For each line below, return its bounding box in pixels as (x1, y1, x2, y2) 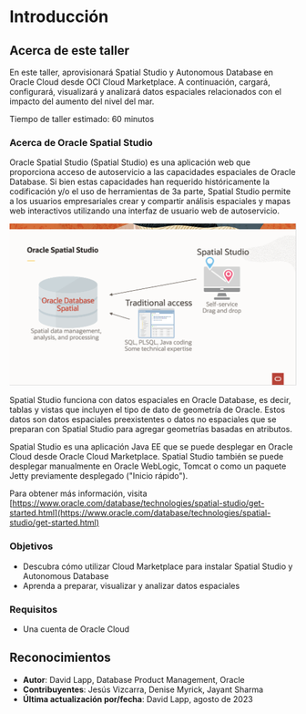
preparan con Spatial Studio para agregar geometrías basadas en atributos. (9, 424, 293, 435)
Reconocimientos (9, 650, 111, 666)
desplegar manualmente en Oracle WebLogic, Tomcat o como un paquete (9, 460, 287, 471)
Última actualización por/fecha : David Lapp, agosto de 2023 (22, 693, 253, 704)
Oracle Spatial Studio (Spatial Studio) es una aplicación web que (9, 157, 251, 168)
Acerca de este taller (9, 43, 130, 58)
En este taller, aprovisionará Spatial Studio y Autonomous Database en (9, 67, 274, 78)
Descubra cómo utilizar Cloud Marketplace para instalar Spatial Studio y (22, 561, 293, 572)
